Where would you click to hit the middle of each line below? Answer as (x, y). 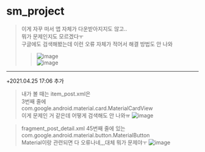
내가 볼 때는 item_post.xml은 (56, 94)
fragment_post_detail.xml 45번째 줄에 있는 (73, 128)
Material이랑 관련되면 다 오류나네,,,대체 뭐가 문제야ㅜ (84, 142)
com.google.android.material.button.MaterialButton (85, 135)
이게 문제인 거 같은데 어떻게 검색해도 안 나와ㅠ (76, 115)
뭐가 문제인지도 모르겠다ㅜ (52, 36)
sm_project (36, 11)
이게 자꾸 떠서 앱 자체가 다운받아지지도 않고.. (74, 29)
